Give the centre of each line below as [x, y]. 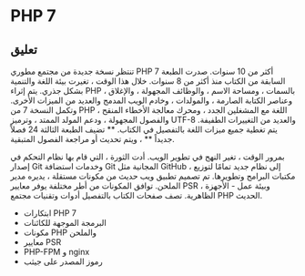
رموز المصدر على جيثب [63, 261]
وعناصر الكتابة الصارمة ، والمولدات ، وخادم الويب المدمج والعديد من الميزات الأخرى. [152, 100]
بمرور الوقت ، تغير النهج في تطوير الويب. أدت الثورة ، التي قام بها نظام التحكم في [147, 157]
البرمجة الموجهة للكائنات [65, 223]
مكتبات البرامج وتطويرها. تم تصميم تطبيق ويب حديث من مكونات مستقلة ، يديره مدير [153, 176]
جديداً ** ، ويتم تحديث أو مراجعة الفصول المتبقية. [93, 139]
